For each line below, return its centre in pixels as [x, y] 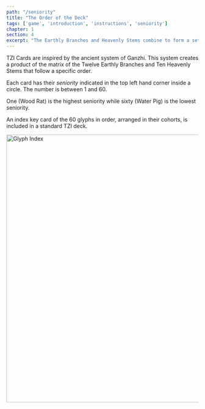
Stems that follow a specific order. [49, 71]
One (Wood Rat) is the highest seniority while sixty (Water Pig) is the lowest [101, 101]
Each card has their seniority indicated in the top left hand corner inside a [99, 83]
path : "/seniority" [31, 12]
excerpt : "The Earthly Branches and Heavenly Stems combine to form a [98, 40]
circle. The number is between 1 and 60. [57, 89]
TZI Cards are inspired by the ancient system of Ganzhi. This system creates [103, 58]
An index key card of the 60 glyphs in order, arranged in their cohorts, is [97, 119]
